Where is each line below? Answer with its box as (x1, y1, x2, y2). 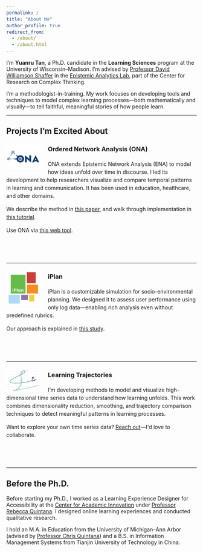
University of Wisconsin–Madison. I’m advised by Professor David (6, 65, 170, 73)
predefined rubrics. (6, 312, 54, 319)
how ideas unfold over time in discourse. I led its (48, 168, 168, 176)
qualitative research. (6, 514, 57, 521)
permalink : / (6, 10, 39, 16)
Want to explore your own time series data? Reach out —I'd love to (6, 423, 170, 430)
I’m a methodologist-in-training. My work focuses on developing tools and (6, 90, 190, 97)
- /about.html (11, 42, 47, 48)
